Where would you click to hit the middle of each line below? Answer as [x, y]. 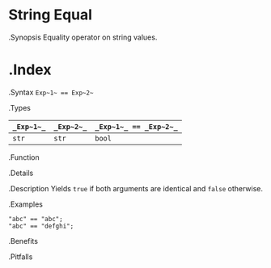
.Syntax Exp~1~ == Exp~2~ [51, 92]
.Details [21, 173]
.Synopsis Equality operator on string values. [83, 37]
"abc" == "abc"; [36, 219]
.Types [19, 107]
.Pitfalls [21, 257]
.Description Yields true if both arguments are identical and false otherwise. [135, 188]
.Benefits [23, 241]
